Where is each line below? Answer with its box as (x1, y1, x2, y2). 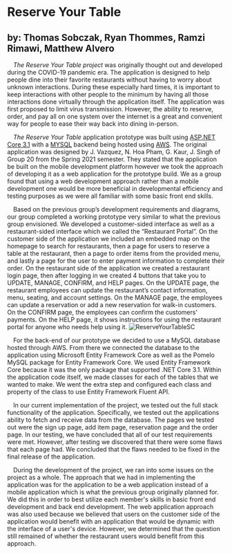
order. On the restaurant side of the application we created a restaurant (7, 264, 210, 272)
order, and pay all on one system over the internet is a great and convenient (7, 112, 222, 120)
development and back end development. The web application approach (7, 503, 214, 510)
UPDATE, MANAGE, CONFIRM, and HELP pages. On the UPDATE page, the (7, 279, 220, 287)
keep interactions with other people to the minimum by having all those (7, 91, 209, 98)
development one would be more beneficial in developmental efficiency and (7, 185, 223, 192)
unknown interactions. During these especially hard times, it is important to (7, 83, 220, 91)
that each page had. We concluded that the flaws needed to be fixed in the (7, 445, 220, 453)
